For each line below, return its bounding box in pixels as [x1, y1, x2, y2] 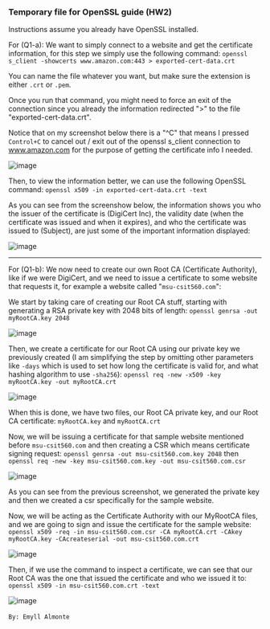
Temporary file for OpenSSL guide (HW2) [8, 6, 173, 18]
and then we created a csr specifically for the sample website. [8, 496, 215, 505]
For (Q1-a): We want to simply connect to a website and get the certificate [8, 40, 253, 50]
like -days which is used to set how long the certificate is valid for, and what [8, 361, 259, 371]
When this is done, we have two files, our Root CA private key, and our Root [8, 408, 259, 418]
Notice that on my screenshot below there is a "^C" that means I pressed [8, 128, 249, 138]
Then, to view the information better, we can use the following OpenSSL [8, 176, 247, 186]
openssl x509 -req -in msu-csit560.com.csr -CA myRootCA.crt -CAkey [8, 529, 243, 537]
